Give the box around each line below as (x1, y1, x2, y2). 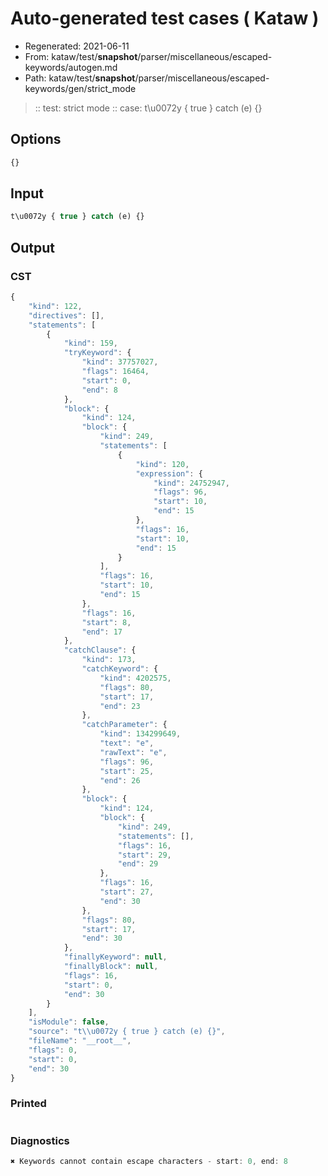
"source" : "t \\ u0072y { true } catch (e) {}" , (28, 1027, 226, 1037)
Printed (10, 1097, 47, 1111)
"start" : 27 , (99, 887, 155, 897)
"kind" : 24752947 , (153, 478, 230, 488)
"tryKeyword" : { (63, 348, 132, 358)
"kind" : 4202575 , (99, 673, 172, 683)
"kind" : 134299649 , (99, 729, 182, 739)
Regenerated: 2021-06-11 (24, 40, 130, 52)
